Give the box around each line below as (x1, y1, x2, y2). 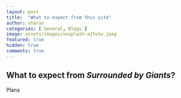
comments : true (6, 48, 44, 54)
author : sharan (6, 20, 44, 26)
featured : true (6, 37, 44, 43)
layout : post (6, 8, 39, 15)
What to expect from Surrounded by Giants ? (6, 70, 176, 81)
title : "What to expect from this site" (6, 14, 112, 20)
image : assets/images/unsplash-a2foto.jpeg (6, 31, 117, 37)
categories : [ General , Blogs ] (6, 25, 87, 32)
